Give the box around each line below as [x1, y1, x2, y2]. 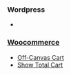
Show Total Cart [17, 61, 63, 69]
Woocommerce [7, 38, 60, 47]
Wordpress [7, 5, 45, 14]
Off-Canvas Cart [17, 53, 64, 61]
